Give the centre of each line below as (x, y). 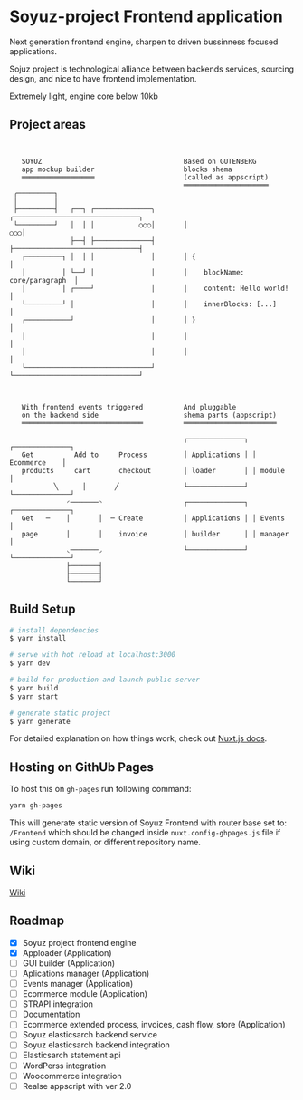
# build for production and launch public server (105, 680)
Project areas (47, 125)
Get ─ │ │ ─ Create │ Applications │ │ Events (153, 518)
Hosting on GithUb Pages (81, 767)
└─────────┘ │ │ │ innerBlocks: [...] (149, 304)
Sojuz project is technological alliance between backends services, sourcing (152, 69)
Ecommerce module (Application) (85, 994)
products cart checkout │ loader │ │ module (153, 470)
